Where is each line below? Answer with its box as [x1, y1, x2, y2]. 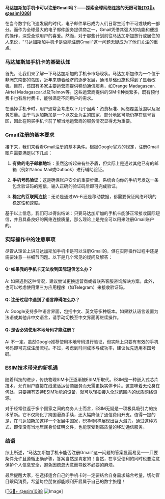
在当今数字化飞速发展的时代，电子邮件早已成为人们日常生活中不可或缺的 [5, 21, 151, 26]
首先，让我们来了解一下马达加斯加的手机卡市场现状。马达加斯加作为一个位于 [5, 71, 160, 77]
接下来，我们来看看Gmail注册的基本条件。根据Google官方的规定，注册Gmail [5, 144, 159, 150]
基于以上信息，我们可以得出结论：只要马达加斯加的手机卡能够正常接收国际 [5, 210, 156, 216]
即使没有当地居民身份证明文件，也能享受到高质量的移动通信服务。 [13, 424, 147, 430]
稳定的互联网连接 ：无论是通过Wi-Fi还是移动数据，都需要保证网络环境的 [12, 193, 157, 199]
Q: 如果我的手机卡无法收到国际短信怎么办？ [5, 266, 93, 272]
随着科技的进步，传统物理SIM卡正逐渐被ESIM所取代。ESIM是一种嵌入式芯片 [5, 376, 159, 382]
